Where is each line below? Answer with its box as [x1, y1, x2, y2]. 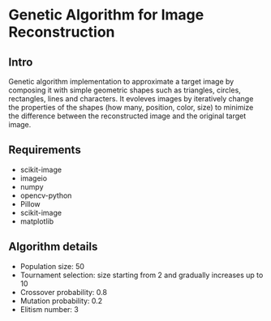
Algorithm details [8, 240, 98, 254]
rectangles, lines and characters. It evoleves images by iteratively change [8, 94, 254, 103]
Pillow [19, 199, 41, 208]
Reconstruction [8, 23, 115, 41]
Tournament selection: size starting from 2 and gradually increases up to [19, 270, 264, 280]
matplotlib [19, 216, 54, 226]
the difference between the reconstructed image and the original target [8, 111, 247, 121]
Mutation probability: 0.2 [19, 296, 103, 306]
